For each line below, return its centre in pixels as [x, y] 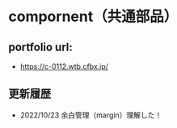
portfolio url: [40, 47]
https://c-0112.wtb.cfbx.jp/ [64, 66]
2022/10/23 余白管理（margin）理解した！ [91, 115]
